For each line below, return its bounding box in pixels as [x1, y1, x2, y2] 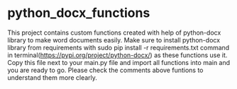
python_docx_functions [7, 5, 150, 21]
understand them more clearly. [7, 73, 98, 82]
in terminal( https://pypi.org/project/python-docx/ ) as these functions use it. [7, 51, 228, 59]
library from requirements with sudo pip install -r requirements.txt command [7, 43, 230, 52]
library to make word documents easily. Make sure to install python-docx [7, 35, 221, 44]
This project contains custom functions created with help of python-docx [7, 28, 221, 37]
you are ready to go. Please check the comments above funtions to [7, 66, 204, 74]
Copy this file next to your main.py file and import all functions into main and [7, 58, 231, 66]
